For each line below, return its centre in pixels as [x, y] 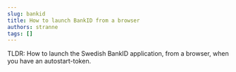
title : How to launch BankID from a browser [74, 20]
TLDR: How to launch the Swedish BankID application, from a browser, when [118, 54]
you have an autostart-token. [49, 61]
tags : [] [20, 34]
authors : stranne [33, 27]
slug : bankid [26, 14]
